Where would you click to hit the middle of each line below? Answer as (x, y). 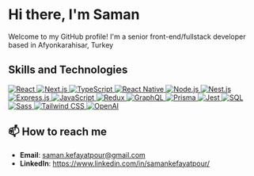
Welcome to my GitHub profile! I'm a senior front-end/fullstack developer (127, 36)
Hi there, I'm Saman (74, 15)
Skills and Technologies (68, 70)
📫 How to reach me (58, 132)
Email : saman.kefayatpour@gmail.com (83, 155)
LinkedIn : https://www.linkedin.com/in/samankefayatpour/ (115, 163)
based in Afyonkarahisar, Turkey (61, 44)
